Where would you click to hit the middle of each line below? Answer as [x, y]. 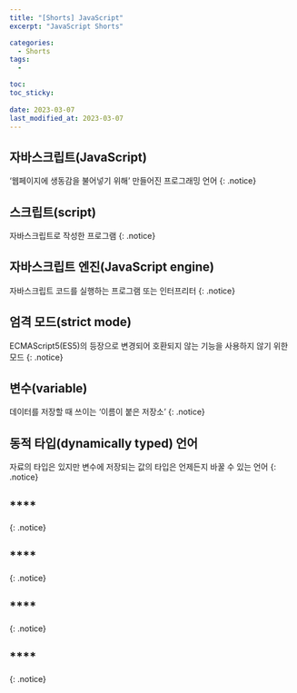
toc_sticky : [32, 93]
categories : [32, 43]
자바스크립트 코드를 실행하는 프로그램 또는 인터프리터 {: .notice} [123, 291]
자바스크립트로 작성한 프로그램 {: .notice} [83, 236]
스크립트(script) [53, 212]
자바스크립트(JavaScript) [78, 157]
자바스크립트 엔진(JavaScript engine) [112, 267]
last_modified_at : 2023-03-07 [67, 118]
